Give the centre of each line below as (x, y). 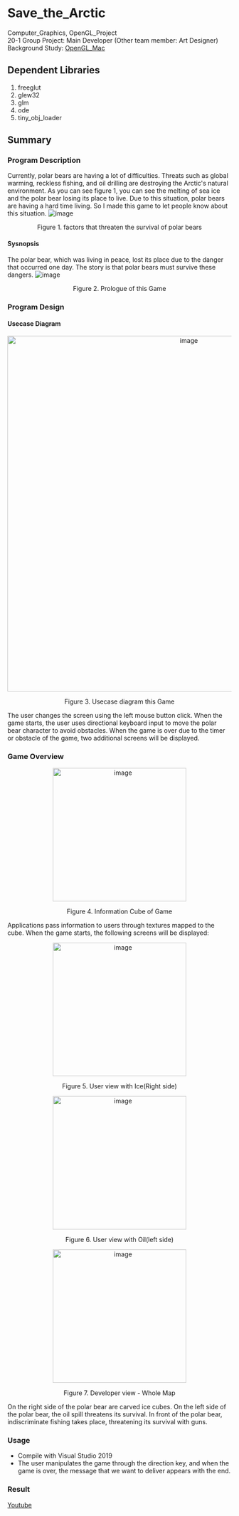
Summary (30, 140)
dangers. (21, 275)
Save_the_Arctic (57, 13)
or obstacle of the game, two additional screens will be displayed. (103, 738)
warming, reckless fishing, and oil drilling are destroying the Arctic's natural (118, 184)
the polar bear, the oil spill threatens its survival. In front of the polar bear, (115, 1414)
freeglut (29, 88)
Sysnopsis (23, 244)
